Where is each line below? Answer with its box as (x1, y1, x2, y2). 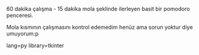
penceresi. (6, 12, 34, 19)
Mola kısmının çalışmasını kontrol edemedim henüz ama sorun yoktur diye (6, 24, 193, 31)
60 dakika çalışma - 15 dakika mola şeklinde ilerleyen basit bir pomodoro (6, 5, 190, 12)
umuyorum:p (6, 30, 39, 37)
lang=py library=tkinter (6, 42, 64, 49)
